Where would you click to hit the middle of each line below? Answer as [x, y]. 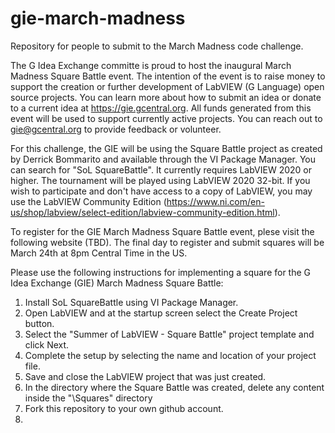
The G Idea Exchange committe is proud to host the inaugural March [151, 65]
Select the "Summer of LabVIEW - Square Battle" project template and [169, 334]
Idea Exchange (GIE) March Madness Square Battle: [117, 283]
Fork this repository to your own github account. [124, 408]
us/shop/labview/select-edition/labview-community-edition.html [142, 212]
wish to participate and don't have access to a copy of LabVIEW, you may [161, 191]
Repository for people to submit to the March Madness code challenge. [157, 46]
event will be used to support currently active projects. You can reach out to [166, 118]
